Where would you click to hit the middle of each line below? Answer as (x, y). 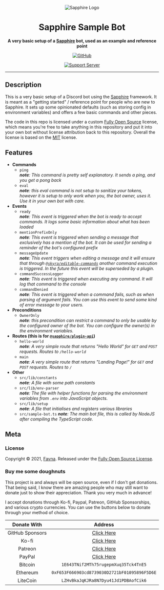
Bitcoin (27, 565)
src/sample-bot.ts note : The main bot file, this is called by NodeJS (87, 414)
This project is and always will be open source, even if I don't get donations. (82, 482)
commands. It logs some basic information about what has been (84, 221)
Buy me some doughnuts (35, 472)
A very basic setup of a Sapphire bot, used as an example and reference (82, 41)
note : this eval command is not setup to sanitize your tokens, (81, 190)
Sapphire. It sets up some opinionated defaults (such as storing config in (78, 107)
